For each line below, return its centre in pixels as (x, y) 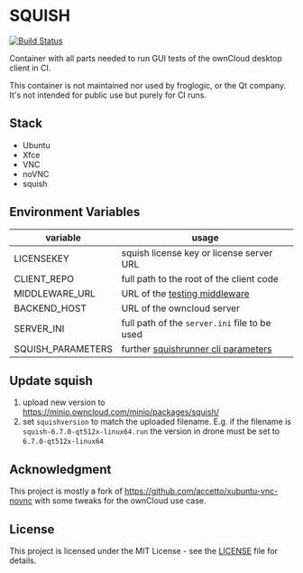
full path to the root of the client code (200, 278)
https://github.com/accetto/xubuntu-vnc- (202, 491)
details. (23, 560)
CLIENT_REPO (44, 278)
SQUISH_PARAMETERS (63, 349)
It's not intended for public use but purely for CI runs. (108, 95)
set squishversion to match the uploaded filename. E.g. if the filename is (156, 422)
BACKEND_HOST (50, 308)
